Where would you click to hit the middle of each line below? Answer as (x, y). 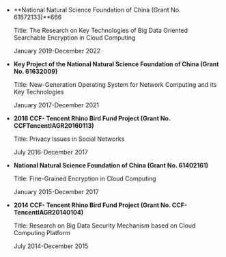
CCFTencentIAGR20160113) (54, 125)
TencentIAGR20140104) (48, 212)
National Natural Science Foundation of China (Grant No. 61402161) (111, 165)
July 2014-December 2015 (51, 246)
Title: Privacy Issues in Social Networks (69, 139)
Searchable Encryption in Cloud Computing (74, 38)
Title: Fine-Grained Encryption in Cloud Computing (85, 178)
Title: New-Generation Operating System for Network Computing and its (115, 84)
